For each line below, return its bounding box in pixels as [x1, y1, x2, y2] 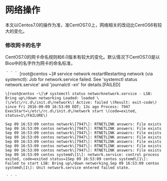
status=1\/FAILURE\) [5, 113, 48, 118]
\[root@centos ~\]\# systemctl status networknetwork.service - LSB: [5, 91, 153, 96]
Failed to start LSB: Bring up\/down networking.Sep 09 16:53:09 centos [5, 161, 160, 166]
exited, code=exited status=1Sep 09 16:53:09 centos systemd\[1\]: [5, 157, 149, 162]
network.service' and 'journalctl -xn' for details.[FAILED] [5, 82, 121, 88]
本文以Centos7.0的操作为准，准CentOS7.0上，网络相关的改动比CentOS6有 [5, 22, 158, 28]
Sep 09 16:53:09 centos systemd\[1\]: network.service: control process [5, 152, 160, 157]
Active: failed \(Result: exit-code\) [76, 100, 157, 105]
